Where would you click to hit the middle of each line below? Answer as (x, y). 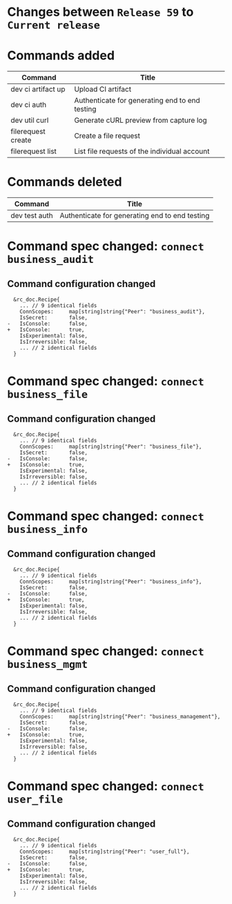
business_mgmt (48, 665)
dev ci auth (29, 105)
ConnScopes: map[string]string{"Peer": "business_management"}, (120, 717)
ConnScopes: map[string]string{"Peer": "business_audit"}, (113, 312)
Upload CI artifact (103, 89)
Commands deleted (65, 182)
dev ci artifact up (38, 89)
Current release (54, 25)
